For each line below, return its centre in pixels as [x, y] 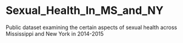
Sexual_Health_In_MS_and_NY [85, 11]
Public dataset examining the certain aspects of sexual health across [91, 27]
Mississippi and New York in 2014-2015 [55, 33]
